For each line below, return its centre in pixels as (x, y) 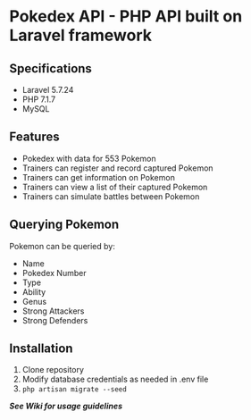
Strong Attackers (53, 311)
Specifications (50, 68)
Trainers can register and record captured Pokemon (117, 168)
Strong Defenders (55, 320)
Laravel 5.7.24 (48, 90)
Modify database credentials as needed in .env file (115, 379)
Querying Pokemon (64, 225)
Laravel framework (81, 35)
